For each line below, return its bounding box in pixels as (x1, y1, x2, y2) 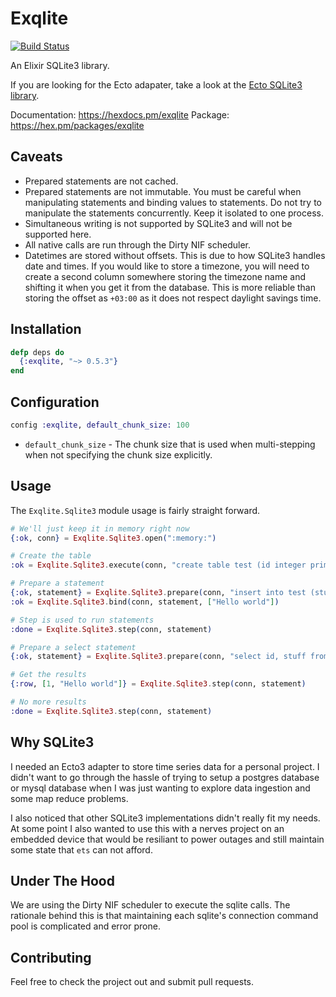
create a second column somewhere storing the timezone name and (24, 270, 307, 282)
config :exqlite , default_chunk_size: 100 (10, 420, 190, 430)
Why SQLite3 (10, 734, 95, 751)
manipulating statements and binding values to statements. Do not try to (24, 196, 322, 208)
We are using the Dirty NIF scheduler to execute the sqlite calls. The (10, 899, 291, 911)
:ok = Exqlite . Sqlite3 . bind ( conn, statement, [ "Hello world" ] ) (10, 597, 280, 607)
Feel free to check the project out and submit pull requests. (10, 976, 254, 988)
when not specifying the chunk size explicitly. (24, 448, 213, 461)
